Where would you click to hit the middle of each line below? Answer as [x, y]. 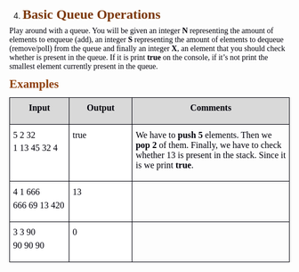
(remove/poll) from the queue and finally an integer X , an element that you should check [147, 49]
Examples [34, 84]
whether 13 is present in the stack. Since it [211, 155]
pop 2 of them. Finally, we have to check [209, 144]
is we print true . [165, 165]
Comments [211, 108]
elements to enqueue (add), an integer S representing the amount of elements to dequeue [146, 40]
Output [101, 108]
